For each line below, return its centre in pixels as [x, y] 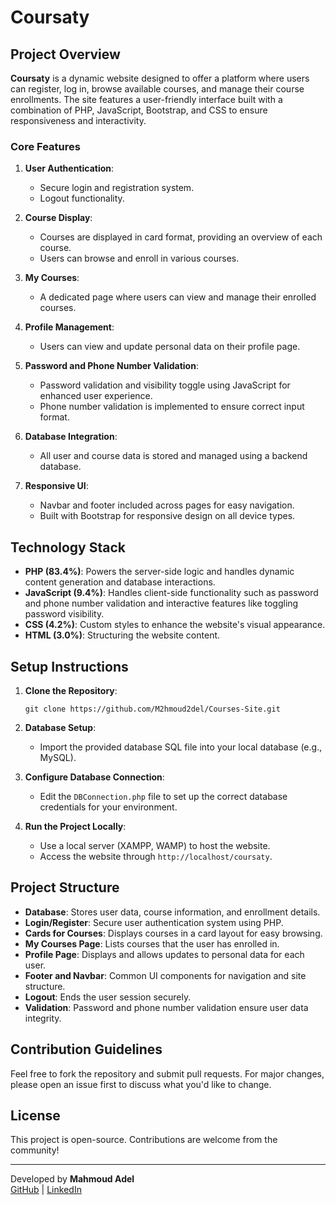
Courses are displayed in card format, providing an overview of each [181, 237]
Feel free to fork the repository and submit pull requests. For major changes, [167, 1073]
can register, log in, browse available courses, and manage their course [157, 89]
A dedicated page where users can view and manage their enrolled [178, 297]
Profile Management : [69, 327]
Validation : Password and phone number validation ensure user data [166, 1007]
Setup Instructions [69, 666]
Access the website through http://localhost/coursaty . [156, 856]
